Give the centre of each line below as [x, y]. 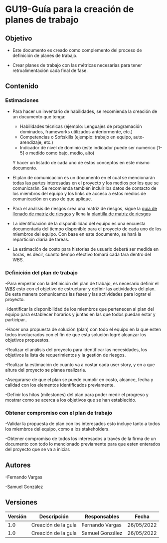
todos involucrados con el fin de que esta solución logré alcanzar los [76, 334]
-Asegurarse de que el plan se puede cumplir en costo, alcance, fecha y [79, 379]
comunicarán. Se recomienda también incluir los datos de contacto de [84, 188]
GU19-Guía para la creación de [70, 9]
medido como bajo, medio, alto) [62, 153]
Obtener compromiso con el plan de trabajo [59, 413]
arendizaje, [31, 142]
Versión [17, 517]
